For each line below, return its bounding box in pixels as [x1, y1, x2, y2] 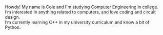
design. [5, 14, 20, 20]
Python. [5, 24, 21, 30]
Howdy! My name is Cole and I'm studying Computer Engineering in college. [5, 4, 159, 10]
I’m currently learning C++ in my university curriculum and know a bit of [5, 19, 150, 25]
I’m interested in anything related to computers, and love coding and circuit [5, 9, 156, 15]
